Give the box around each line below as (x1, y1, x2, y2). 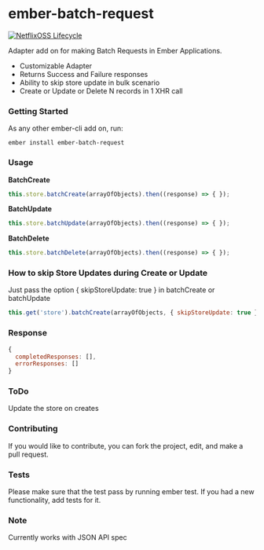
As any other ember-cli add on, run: (8, 123, 123, 134)
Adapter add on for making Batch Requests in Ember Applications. (8, 46, 222, 55)
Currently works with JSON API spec (8, 533, 127, 542)
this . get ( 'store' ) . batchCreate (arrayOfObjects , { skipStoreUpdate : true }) (8, 309, 262, 317)
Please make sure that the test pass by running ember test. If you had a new (8, 487, 255, 497)
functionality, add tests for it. (8, 496, 101, 505)
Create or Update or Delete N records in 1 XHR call (19, 86, 183, 95)
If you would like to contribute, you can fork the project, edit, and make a (8, 441, 244, 450)
